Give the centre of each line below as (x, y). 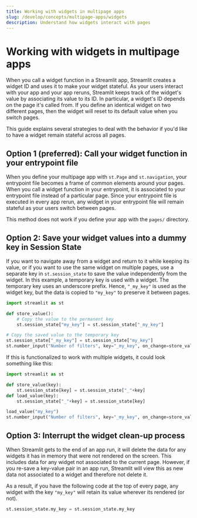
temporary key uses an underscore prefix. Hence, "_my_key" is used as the (96, 286)
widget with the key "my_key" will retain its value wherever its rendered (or (95, 492)
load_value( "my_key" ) (33, 412)
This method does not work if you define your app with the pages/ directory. (98, 219)
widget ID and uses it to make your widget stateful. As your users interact (95, 86)
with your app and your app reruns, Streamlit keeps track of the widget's (94, 93)
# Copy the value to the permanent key (65, 319)
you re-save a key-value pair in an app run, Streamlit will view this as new (95, 468)
